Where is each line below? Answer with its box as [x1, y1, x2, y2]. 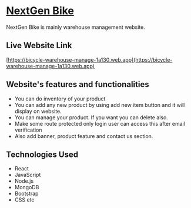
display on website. [14, 108, 62, 115]
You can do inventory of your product [14, 95, 106, 102]
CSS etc [14, 196, 35, 203]
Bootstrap [14, 190, 39, 197]
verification [14, 126, 42, 133]
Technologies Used [6, 149, 78, 159]
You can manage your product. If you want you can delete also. [14, 113, 169, 121]
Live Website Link [6, 41, 72, 51]
